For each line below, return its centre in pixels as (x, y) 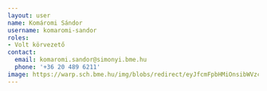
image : (18, 74)
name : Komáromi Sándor (45, 23)
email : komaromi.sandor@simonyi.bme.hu (81, 60)
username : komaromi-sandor (52, 30)
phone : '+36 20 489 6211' (58, 67)
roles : (18, 38)
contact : (22, 52)
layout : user (29, 15)
